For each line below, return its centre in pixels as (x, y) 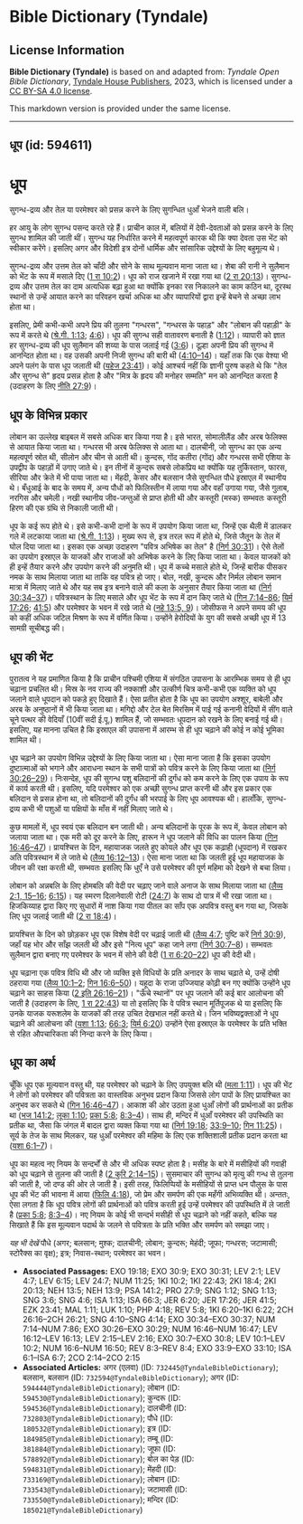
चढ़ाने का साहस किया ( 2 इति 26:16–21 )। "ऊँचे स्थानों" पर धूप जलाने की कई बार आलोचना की (147, 993)
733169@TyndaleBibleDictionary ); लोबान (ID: (101, 1479)
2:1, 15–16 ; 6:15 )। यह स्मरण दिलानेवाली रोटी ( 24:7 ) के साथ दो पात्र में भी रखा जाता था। (141, 895)
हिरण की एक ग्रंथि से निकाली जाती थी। (64, 508)
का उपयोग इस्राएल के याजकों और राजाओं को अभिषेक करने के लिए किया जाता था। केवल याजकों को (150, 557)
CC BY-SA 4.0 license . (51, 91)
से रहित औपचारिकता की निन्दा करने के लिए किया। (81, 1034)
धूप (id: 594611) (51, 145)
